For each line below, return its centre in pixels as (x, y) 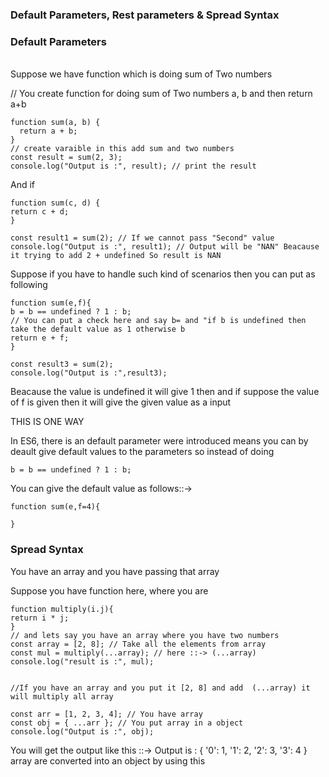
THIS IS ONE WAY (47, 422)
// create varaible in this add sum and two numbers (122, 149)
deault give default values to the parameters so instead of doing (142, 452)
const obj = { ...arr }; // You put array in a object (127, 723)
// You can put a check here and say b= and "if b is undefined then (158, 321)
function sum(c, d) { (55, 203)
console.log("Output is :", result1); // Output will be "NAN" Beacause (165, 247)
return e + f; (40, 338)
